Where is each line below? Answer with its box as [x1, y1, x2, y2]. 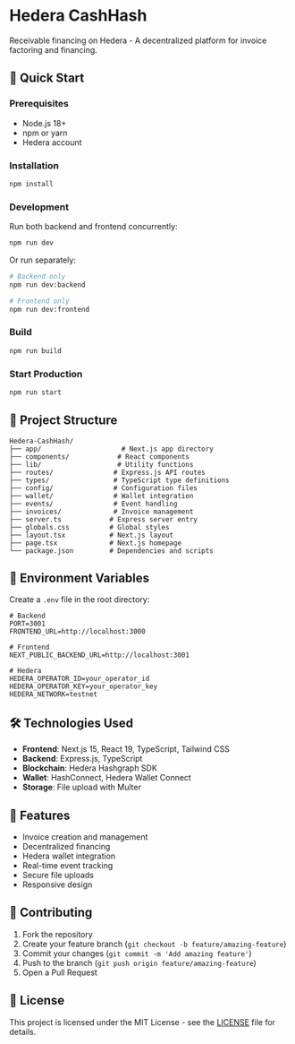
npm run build [9, 346, 63, 355]
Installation [9, 159, 60, 171]
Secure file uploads [21, 870, 95, 881]
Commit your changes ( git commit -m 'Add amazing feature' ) [21, 947, 252, 959]
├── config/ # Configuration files [9, 483, 198, 493]
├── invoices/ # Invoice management [9, 507, 194, 516]
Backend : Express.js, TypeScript [21, 754, 143, 764]
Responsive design [21, 879, 93, 890]
